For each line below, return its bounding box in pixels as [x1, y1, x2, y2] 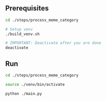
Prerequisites [5, 4, 49, 13]
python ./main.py [5, 91, 42, 96]
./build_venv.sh [5, 31, 40, 37]
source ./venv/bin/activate [5, 82, 65, 87]
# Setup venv [5, 26, 33, 32]
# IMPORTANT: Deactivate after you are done [5, 41, 101, 46]
